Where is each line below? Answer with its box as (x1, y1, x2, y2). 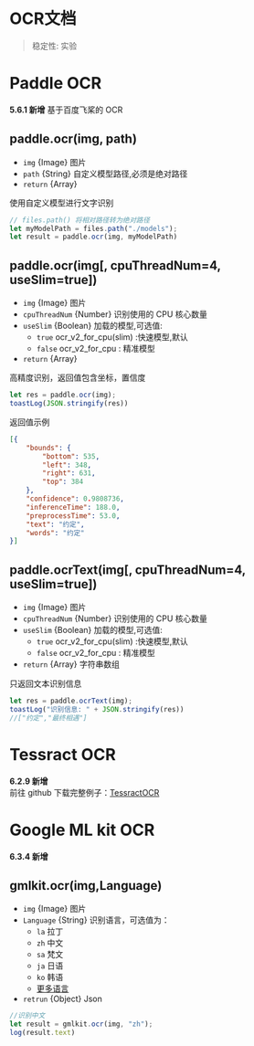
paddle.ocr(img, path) (9, 132, 137, 147)
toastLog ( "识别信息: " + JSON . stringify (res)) (9, 704, 185, 713)
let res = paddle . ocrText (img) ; (9, 696, 132, 706)
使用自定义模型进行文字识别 (9, 197, 114, 208)
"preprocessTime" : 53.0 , (26, 511, 121, 521)
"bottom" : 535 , (42, 451, 101, 461)
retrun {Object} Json (22, 993, 103, 1005)
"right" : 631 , (42, 469, 96, 478)
